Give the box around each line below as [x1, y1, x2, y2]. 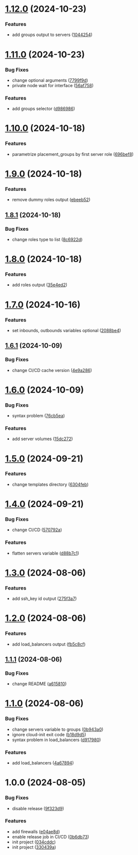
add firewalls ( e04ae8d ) [12, 829, 61, 835]
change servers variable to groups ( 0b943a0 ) [12, 726, 104, 732]
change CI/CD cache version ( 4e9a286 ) [12, 367, 92, 373]
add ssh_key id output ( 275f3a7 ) [12, 595, 77, 602]
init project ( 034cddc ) [12, 839, 56, 845]
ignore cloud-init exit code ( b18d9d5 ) [12, 731, 86, 737]
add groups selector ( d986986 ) [12, 106, 75, 112]
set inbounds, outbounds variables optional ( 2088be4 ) [12, 327, 121, 333]
